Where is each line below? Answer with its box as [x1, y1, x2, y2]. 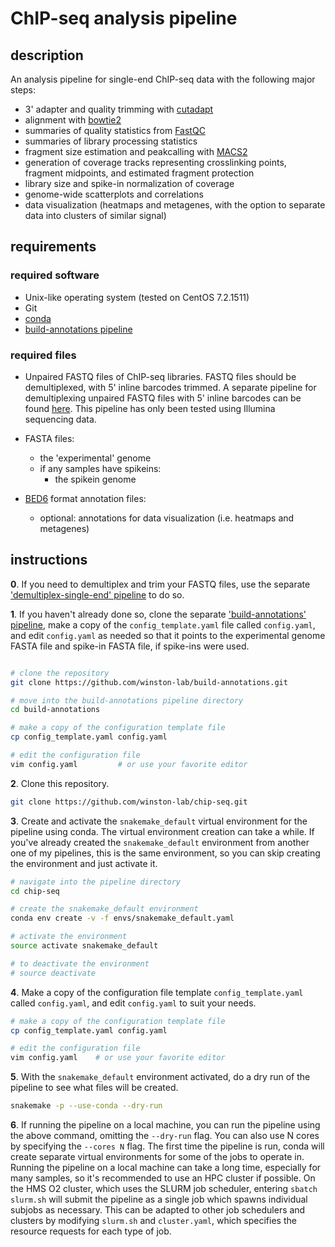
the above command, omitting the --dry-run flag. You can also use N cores [10, 1130, 320, 1142]
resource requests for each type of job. [10, 1225, 172, 1237]
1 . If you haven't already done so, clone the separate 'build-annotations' [10, 608, 307, 620]
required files [10, 348, 77, 362]
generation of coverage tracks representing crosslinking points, [24, 157, 287, 168]
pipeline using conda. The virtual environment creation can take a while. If [10, 825, 315, 837]
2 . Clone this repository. [10, 777, 110, 789]
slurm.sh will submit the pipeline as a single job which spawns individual [10, 1193, 308, 1206]
